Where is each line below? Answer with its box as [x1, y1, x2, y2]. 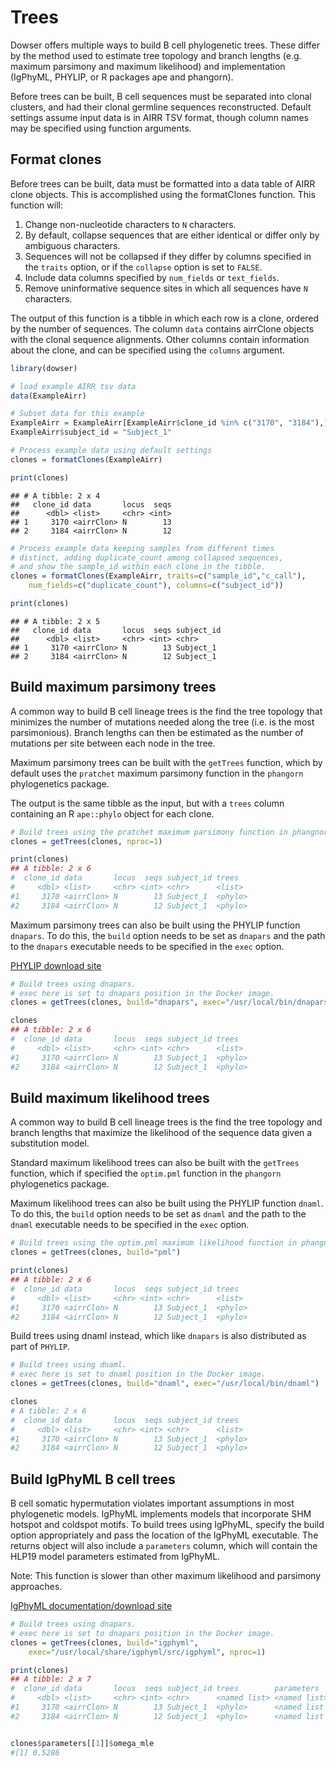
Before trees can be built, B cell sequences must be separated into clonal [10, 90, 312, 102]
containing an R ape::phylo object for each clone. [10, 807, 215, 820]
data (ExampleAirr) [10, 391, 87, 401]
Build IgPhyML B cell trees [10, 1471, 176, 1488]
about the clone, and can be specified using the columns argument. [10, 344, 285, 356]
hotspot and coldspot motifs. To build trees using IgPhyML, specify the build [10, 1519, 325, 1531]
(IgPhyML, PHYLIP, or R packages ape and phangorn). [10, 71, 234, 83]
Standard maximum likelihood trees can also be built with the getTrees [10, 1157, 300, 1169]
